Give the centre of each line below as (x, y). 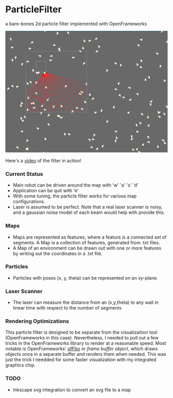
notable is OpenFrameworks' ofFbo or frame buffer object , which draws (82, 349)
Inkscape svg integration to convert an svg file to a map (72, 390)
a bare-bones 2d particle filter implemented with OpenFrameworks (76, 24)
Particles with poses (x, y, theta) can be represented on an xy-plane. (85, 278)
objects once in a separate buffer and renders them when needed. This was (86, 354)
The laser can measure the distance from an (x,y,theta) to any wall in (85, 302)
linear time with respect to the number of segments (67, 308)
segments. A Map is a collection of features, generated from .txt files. (86, 242)
